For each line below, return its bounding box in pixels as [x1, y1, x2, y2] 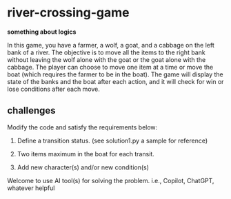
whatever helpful [7, 184, 55, 192]
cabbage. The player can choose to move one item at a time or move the [7, 63, 214, 71]
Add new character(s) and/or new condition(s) [17, 163, 150, 171]
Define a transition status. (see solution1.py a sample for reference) [17, 136, 208, 145]
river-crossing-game [7, 5, 130, 21]
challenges [7, 105, 57, 116]
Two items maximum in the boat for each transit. [17, 149, 155, 158]
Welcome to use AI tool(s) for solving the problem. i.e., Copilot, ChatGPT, [7, 176, 214, 185]
